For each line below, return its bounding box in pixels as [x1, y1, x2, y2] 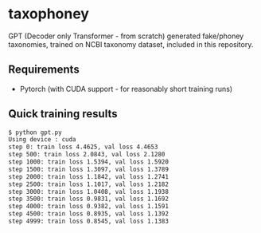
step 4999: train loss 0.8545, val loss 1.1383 [8, 217, 169, 226]
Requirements [8, 63, 80, 77]
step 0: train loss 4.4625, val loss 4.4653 [8, 143, 158, 152]
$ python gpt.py [8, 128, 62, 136]
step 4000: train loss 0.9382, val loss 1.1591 [8, 203, 169, 211]
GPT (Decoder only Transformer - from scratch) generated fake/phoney [8, 31, 244, 41]
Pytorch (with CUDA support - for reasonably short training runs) [19, 84, 233, 93]
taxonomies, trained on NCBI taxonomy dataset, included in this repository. [8, 39, 254, 49]
